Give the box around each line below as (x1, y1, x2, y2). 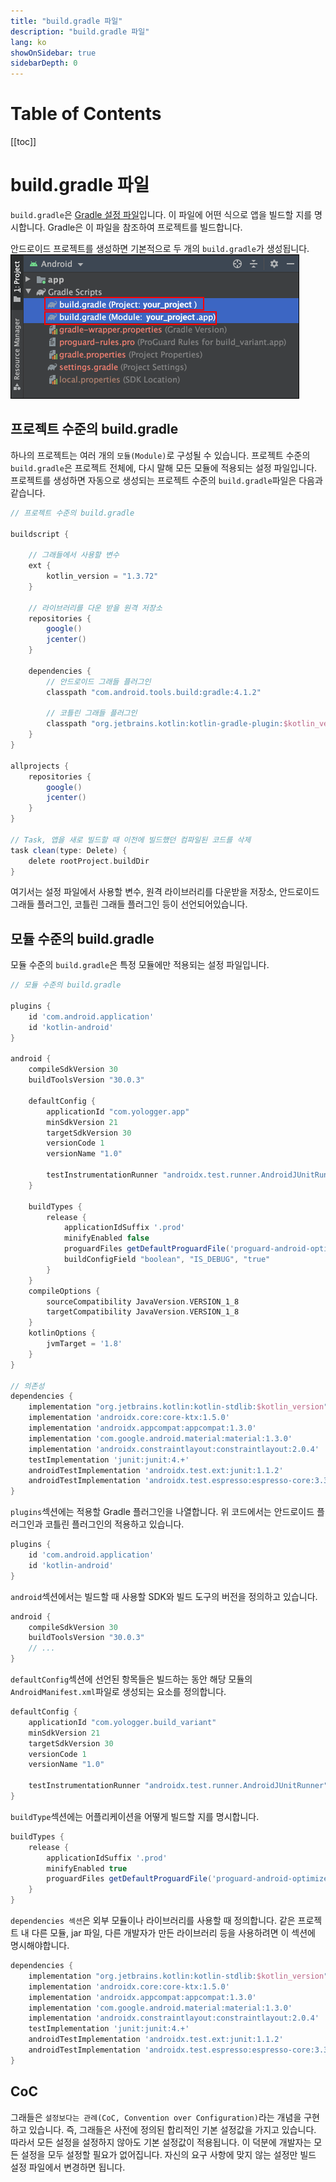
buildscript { (10, 529, 70, 539)
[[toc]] (10, 136, 37, 148)
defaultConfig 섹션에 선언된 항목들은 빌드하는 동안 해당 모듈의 (10, 1673, 253, 1685)
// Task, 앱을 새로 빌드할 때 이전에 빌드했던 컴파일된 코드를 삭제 (10, 835, 252, 845)
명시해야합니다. (10, 1940, 70, 1951)
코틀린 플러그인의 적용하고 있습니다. (44, 1518, 185, 1530)
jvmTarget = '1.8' (46, 1339, 123, 1349)
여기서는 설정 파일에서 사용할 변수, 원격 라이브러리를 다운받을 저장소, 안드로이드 (10, 886, 320, 898)
